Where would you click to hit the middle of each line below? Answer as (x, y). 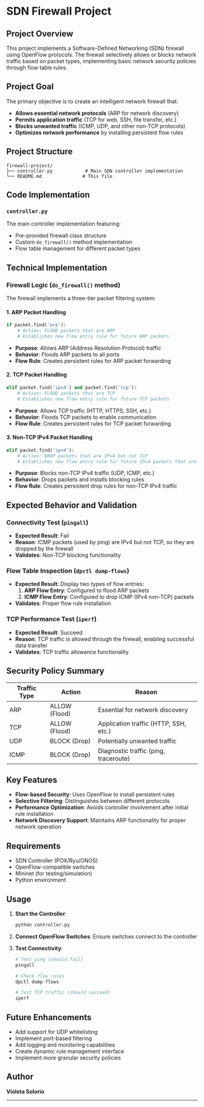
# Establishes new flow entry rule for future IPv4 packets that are (107, 461)
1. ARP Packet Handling (36, 312)
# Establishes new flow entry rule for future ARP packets (93, 336)
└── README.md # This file (59, 176)
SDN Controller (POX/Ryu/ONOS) (56, 861)
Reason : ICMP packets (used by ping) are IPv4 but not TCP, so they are (104, 542)
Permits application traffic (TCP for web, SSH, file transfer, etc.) (96, 119)
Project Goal (30, 87)
